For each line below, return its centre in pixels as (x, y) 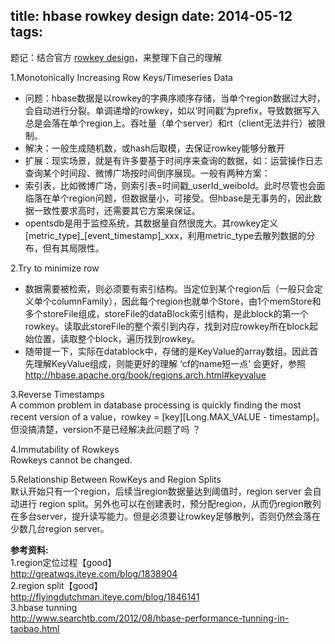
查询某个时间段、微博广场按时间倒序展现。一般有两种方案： (147, 173)
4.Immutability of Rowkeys (65, 449)
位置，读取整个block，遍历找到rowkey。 (117, 338)
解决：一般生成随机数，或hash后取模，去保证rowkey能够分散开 (155, 148)
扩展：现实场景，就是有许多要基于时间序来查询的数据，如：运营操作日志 (173, 160)
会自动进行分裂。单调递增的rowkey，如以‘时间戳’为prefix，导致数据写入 (172, 110)
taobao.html (35, 628)
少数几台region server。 (60, 528)
